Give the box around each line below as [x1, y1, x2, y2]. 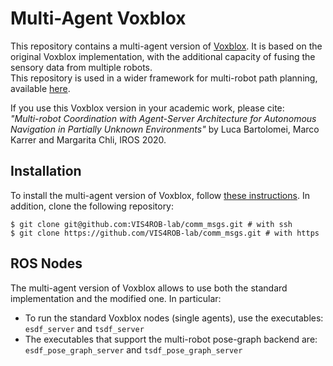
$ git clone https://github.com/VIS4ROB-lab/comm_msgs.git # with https [10, 228, 320, 238]
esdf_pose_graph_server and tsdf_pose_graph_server [24, 343, 243, 356]
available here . [10, 82, 71, 94]
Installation [10, 163, 82, 180]
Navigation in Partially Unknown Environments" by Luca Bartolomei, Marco [10, 123, 320, 135]
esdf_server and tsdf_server [24, 322, 145, 334]
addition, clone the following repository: [10, 200, 175, 212]
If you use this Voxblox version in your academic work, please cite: [10, 102, 285, 114]
